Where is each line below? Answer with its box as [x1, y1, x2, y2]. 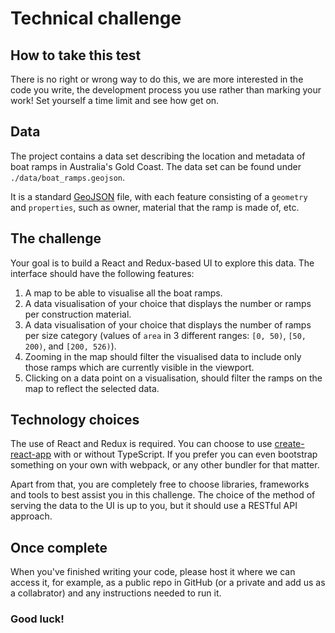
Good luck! [10, 612, 65, 626]
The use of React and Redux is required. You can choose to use [10, 438, 273, 450]
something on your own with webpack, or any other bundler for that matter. [10, 459, 320, 471]
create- [274, 438, 305, 450]
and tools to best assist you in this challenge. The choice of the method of [10, 489, 316, 501]
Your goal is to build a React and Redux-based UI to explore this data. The [10, 257, 315, 269]
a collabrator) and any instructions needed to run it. [10, 587, 222, 599]
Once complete [10, 539, 108, 556]
